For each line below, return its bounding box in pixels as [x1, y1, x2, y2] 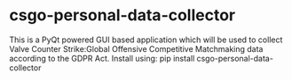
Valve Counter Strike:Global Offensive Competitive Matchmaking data [9, 43, 264, 54]
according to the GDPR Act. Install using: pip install [9, 53, 195, 63]
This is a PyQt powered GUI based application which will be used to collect [9, 34, 283, 45]
